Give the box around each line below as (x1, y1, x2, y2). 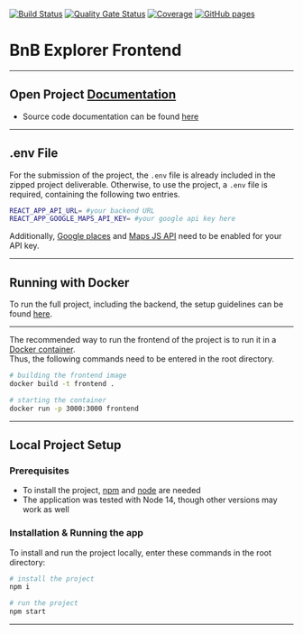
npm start (9, 607, 47, 617)
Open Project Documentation (9, 87, 177, 103)
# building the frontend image (9, 371, 127, 381)
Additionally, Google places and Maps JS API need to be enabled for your (9, 231, 282, 242)
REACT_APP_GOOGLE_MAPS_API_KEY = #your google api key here (9, 215, 236, 224)
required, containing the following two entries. (9, 188, 180, 199)
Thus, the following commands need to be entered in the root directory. (9, 354, 275, 364)
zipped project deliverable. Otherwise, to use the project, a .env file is (9, 179, 268, 189)
